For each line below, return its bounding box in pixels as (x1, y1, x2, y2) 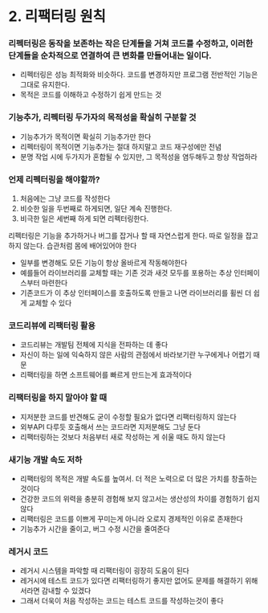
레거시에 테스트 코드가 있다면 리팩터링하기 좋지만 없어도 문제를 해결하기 (19, 576, 243, 586)
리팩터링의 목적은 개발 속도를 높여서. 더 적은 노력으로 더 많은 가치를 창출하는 (19, 473, 258, 483)
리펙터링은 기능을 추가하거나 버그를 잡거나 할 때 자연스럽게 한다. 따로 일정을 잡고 (8, 231, 259, 241)
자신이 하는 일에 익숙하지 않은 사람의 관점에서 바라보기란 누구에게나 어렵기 (19, 350, 252, 360)
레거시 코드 (8, 546, 49, 557)
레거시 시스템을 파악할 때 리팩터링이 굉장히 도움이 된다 (19, 566, 190, 575)
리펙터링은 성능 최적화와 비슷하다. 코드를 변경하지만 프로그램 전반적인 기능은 (19, 70, 258, 80)
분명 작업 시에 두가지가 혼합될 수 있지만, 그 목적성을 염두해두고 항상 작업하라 (19, 152, 258, 161)
